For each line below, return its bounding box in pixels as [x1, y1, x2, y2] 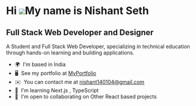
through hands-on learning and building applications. [6, 49, 135, 56]
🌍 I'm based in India [14, 61, 66, 68]
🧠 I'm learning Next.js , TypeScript [14, 87, 99, 94]
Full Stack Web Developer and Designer [6, 28, 154, 37]
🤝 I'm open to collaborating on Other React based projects [14, 93, 157, 100]
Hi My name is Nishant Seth [6, 4, 149, 18]
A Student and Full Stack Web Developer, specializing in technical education [6, 43, 191, 50]
